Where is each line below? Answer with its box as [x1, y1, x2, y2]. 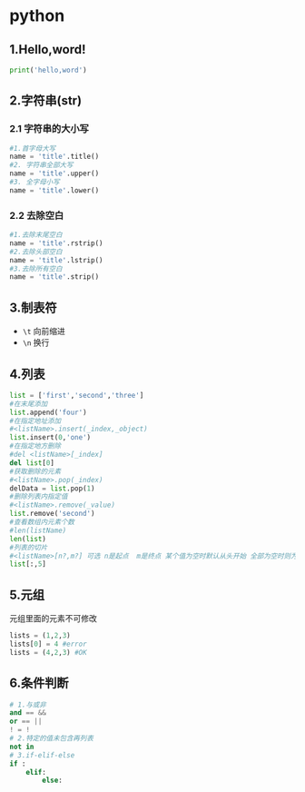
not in [9, 742, 34, 751]
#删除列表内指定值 [9, 492, 68, 501]
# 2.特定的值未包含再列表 [9, 734, 93, 743]
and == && [9, 708, 47, 718]
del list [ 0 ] [9, 458, 54, 468]
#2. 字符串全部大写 [9, 161, 74, 170]
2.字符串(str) [9, 93, 83, 109]
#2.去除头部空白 [9, 247, 63, 256]
